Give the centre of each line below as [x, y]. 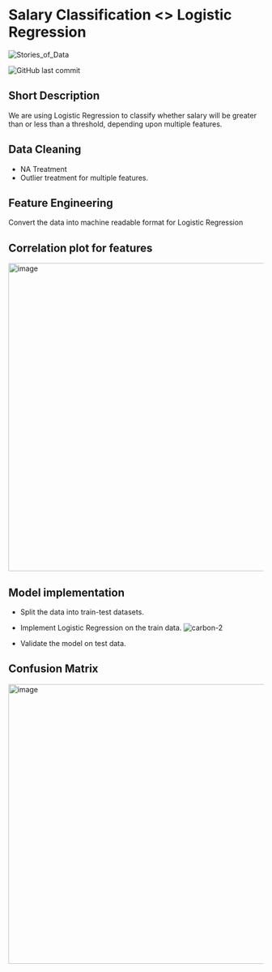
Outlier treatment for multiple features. [84, 178]
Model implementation [67, 592]
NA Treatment [43, 169]
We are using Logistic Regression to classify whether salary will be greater [133, 115]
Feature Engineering [61, 203]
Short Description [54, 96]
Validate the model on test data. [73, 643]
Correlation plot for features [81, 248]
